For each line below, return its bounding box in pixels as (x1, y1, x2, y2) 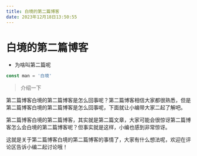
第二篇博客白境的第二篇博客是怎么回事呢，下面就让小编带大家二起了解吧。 (6, 104, 186, 111)
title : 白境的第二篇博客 (6, 8, 60, 15)
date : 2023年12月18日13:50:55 (6, 14, 77, 20)
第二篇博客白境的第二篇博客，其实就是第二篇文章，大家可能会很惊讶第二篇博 (6, 116, 191, 123)
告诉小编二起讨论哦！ (16, 144, 68, 151)
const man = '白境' (6, 73, 52, 79)
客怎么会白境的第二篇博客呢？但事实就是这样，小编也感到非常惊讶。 (6, 124, 171, 131)
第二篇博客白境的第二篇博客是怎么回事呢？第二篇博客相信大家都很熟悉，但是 (6, 97, 191, 104)
